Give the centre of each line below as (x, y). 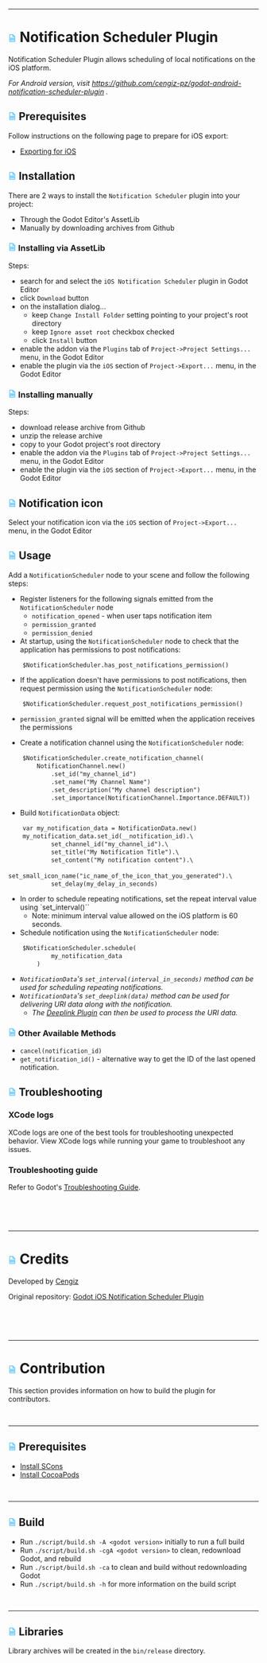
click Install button (64, 340)
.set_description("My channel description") (126, 790)
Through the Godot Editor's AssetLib (79, 219)
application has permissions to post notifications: (100, 649)
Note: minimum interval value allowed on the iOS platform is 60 (135, 915)
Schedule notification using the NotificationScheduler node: (119, 933)
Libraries (41, 1632)
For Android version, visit (49, 83)
